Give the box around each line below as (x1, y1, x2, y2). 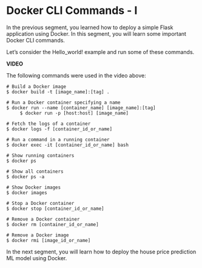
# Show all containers (6, 168, 64, 175)
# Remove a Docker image (6, 232, 69, 238)
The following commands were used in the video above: (6, 72, 147, 79)
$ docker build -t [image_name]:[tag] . (6, 89, 110, 95)
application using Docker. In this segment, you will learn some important (6, 30, 187, 37)
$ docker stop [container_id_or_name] (6, 206, 104, 212)
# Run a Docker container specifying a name (6, 99, 121, 106)
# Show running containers (6, 152, 75, 158)
